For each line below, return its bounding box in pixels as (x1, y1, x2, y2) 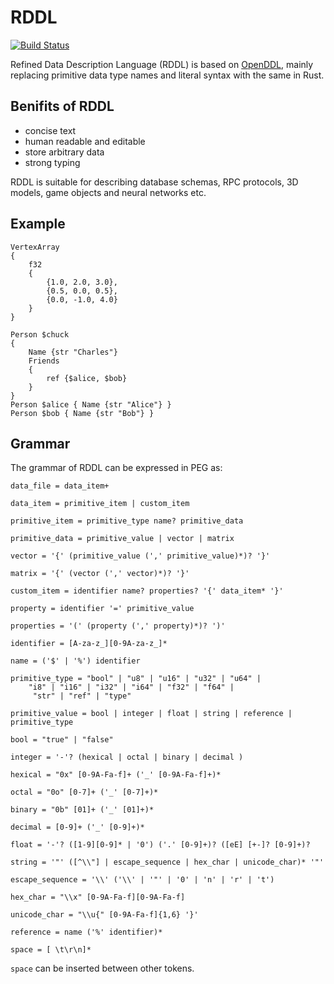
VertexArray (10, 242, 60, 252)
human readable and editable (24, 135, 146, 147)
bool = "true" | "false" (10, 735, 114, 745)
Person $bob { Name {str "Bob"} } (10, 408, 155, 418)
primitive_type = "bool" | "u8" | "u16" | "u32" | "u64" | (10, 674, 262, 684)
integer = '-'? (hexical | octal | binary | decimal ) (10, 752, 244, 763)
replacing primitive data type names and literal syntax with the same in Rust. (10, 69, 325, 81)
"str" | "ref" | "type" (32, 691, 132, 701)
